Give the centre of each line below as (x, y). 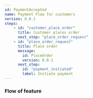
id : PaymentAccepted (26, 10)
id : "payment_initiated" (48, 69)
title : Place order (37, 46)
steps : (11, 23)
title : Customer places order (48, 33)
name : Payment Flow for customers (40, 14)
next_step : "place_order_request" (53, 37)
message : (27, 51)
